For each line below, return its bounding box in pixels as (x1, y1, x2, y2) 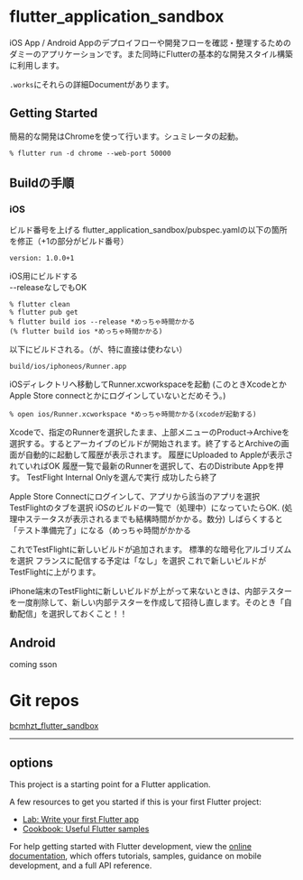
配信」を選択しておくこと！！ (16, 609, 128, 619)
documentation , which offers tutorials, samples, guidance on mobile (9, 850, 262, 861)
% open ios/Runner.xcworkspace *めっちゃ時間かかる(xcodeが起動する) (9, 410, 257, 419)
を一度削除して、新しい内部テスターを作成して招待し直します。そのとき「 (9, 597, 285, 608)
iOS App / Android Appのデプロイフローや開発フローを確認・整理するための (9, 37, 291, 48)
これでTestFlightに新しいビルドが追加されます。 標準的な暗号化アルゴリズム (9, 544, 292, 555)
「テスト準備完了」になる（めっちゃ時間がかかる (9, 525, 191, 536)
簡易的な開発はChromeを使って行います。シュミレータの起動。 (9, 131, 243, 142)
